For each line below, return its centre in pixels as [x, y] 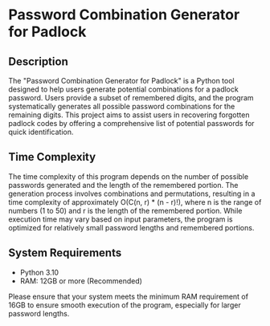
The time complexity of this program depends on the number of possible [129, 176]
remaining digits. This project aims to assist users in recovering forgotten [129, 115]
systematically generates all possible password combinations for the [122, 106]
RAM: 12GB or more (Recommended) [81, 281]
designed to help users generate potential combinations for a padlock [123, 89]
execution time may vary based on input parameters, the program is [121, 219]
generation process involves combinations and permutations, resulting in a [132, 194]
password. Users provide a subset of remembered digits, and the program [131, 98]
